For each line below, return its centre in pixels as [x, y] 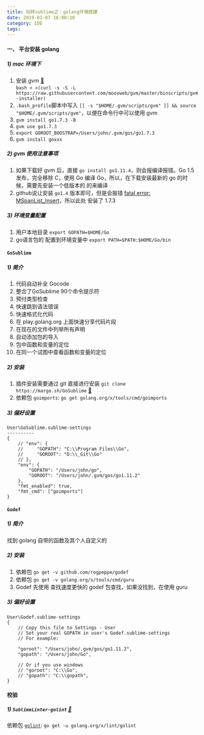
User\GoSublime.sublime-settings [49, 428]
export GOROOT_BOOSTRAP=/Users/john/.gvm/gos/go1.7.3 [85, 133]
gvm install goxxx [39, 139]
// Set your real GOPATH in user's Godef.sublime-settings [94, 633]
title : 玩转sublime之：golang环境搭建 [52, 12]
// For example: [39, 638]
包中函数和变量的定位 [42, 344]
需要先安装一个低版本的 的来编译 [67, 185]
